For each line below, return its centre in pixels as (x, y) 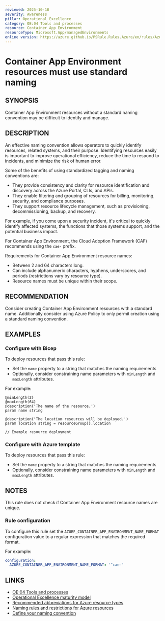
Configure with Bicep (31, 348)
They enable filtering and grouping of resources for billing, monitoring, (83, 196)
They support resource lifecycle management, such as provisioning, (81, 206)
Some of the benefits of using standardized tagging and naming (70, 170)
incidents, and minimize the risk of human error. (53, 161)
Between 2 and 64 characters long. (48, 265)
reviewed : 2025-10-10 (27, 10)
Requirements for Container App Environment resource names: (69, 256)
